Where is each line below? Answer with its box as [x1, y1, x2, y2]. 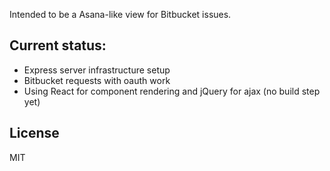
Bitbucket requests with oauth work [23, 74, 171, 86]
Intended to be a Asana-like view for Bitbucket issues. [9, 9, 232, 20]
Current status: [9, 37, 107, 54]
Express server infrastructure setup [23, 64, 171, 76]
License [9, 125, 60, 142]
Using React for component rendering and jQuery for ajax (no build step [23, 85, 321, 97]
